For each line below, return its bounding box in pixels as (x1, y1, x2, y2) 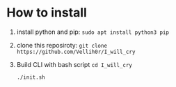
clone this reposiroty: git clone (16, 41, 108, 49)
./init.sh (16, 74, 46, 81)
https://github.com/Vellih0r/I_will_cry (16, 48, 136, 55)
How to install (6, 5, 88, 21)
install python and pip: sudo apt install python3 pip (16, 28, 170, 36)
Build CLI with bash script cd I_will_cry (16, 60, 133, 68)
